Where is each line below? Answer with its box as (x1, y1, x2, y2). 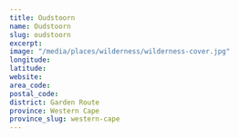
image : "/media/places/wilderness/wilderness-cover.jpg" (9, 47, 231, 56)
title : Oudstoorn (9, 13, 76, 23)
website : (9, 73, 43, 82)
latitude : (9, 64, 47, 74)
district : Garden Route (9, 97, 100, 107)
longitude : (9, 55, 51, 64)
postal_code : (9, 89, 59, 98)
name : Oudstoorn (9, 22, 71, 31)
